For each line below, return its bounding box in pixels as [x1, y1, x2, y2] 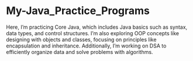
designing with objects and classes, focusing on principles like [6, 36, 157, 43]
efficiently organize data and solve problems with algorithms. [6, 48, 153, 55]
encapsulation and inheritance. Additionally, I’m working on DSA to [6, 42, 167, 49]
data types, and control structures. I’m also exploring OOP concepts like [6, 29, 180, 36]
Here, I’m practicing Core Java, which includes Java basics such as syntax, [6, 23, 188, 30]
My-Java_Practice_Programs [6, 4, 150, 18]
